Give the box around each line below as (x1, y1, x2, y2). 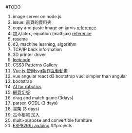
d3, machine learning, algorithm (12, 41, 77, 47)
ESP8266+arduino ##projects (12, 123, 73, 128)
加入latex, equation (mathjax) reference (12, 31, 92, 36)
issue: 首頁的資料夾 (12, 19, 52, 25)
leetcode (12, 57, 31, 62)
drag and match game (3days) (12, 95, 74, 100)
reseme (12, 36, 28, 42)
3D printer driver (12, 52, 46, 57)
